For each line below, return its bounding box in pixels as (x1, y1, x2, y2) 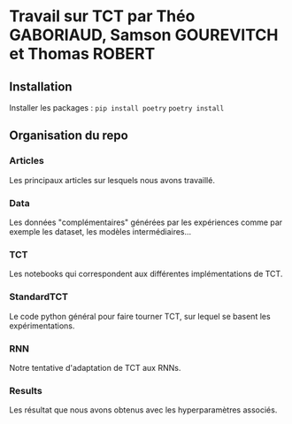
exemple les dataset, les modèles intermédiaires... (9, 226, 192, 236)
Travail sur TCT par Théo (9, 6, 196, 27)
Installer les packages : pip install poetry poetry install (9, 103, 225, 112)
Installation (9, 79, 73, 94)
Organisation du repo (9, 128, 128, 143)
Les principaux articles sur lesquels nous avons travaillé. (9, 174, 215, 185)
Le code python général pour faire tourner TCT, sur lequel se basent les (9, 311, 272, 321)
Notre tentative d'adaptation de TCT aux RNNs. (9, 362, 181, 373)
